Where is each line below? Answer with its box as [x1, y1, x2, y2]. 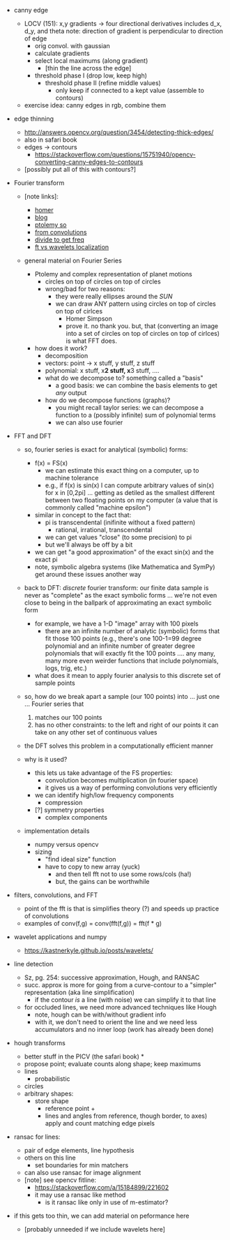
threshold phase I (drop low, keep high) [34, 71, 148, 80]
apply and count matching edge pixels [45, 1119, 155, 1127]
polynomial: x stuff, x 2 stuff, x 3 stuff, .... [45, 367, 160, 374]
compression [45, 799, 83, 806]
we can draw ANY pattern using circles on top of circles [55, 300, 216, 308]
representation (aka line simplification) [24, 988, 135, 996]
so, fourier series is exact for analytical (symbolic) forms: [24, 445, 188, 453]
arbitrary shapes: [24, 1089, 74, 1098]
